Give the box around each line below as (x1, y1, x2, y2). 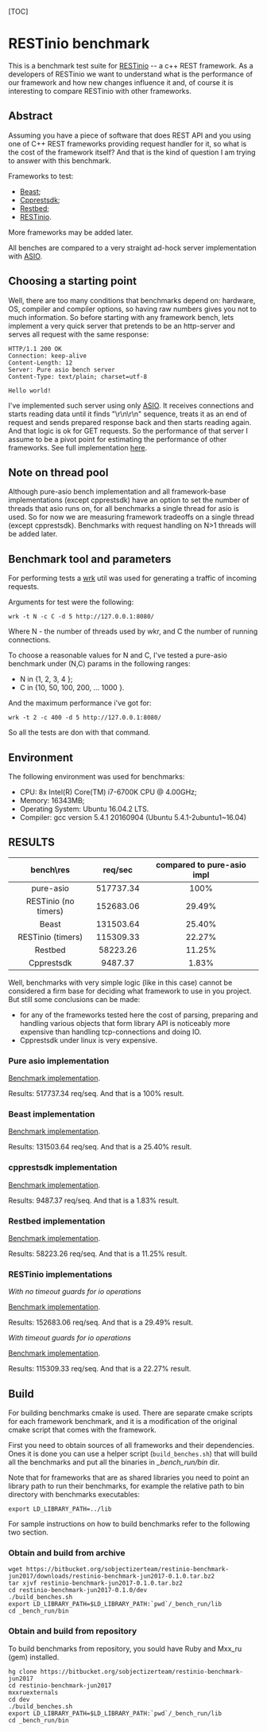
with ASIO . (8, 251, 43, 261)
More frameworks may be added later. (8, 227, 133, 237)
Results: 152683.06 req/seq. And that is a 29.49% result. (8, 1317, 193, 1328)
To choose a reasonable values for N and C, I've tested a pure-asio (8, 650, 228, 660)
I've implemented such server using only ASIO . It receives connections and (8, 400, 254, 410)
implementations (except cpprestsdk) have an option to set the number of (8, 495, 250, 505)
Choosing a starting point (8, 275, 137, 288)
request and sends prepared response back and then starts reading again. (8, 417, 252, 427)
